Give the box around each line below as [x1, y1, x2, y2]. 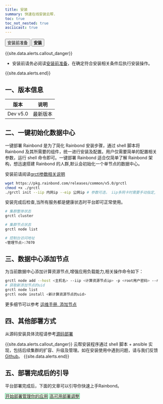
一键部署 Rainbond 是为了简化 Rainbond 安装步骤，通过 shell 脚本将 [5, 142, 140, 148]
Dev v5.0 [7, 110, 28, 117]
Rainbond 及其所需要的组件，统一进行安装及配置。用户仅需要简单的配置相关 [5, 148, 157, 154]
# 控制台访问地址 [5, 236, 35, 240]
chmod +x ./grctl [5, 185, 40, 190]
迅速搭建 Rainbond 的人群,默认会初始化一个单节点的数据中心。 [17, 161, 143, 166]
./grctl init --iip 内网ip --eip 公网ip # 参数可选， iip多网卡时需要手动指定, [5, 190, 156, 195]
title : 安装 [5, 7, 28, 12]
